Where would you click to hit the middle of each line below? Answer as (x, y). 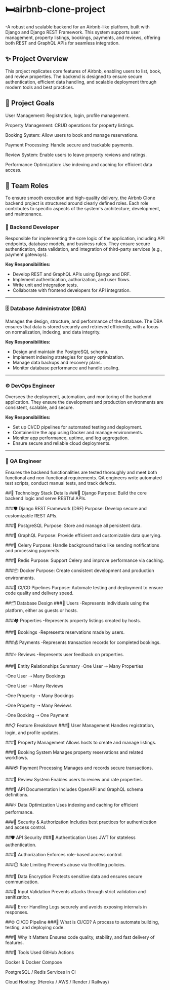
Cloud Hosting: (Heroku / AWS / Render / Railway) (57, 982)
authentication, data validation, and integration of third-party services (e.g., (84, 249)
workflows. (17, 757)
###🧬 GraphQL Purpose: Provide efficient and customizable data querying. (83, 535)
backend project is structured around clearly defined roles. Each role (77, 203)
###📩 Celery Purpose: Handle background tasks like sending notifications (82, 545)
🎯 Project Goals (30, 103)
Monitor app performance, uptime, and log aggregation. (71, 438)
